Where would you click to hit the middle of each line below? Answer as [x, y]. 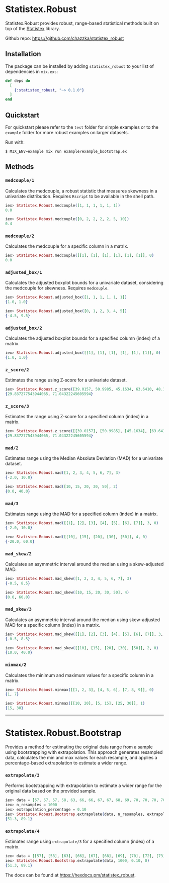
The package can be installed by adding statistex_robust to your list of [80, 66]
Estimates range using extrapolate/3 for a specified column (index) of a [80, 841]
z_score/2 [17, 370]
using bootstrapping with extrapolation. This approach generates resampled [84, 752]
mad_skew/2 [18, 554]
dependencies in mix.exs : [32, 71]
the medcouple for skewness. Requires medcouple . [57, 288]
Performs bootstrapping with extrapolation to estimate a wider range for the [83, 786]
